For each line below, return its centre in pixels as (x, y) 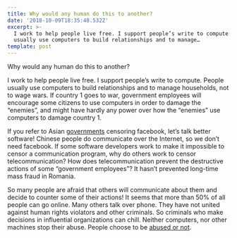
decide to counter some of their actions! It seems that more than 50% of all (116, 197)
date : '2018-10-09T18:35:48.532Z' (58, 20)
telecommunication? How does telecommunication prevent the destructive (115, 161)
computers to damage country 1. (55, 118)
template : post (30, 46)
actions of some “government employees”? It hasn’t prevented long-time (113, 169)
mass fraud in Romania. (42, 176)
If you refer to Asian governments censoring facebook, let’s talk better (109, 131)
